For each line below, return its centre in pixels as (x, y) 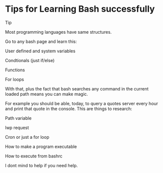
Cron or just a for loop (27, 137)
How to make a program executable (41, 146)
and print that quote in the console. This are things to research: (69, 108)
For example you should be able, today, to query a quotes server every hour (81, 103)
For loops (15, 79)
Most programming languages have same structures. (58, 32)
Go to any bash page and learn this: (41, 41)
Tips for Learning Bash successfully (80, 9)
